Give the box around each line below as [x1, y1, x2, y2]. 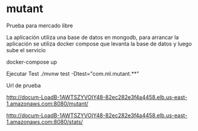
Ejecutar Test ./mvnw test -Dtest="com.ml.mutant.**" [6, 70, 139, 77]
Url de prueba [6, 81, 41, 89]
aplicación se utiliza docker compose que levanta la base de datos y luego [6, 40, 192, 47]
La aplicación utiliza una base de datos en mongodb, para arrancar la [6, 33, 179, 41]
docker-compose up [6, 58, 58, 65]
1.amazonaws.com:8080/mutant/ [6, 99, 89, 107]
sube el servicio [6, 46, 46, 53]
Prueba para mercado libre [6, 22, 73, 29]
